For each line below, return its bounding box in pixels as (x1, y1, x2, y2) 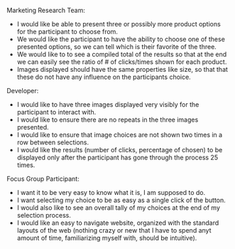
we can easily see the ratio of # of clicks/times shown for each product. (16, 58, 227, 66)
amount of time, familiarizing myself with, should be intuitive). (16, 234, 197, 242)
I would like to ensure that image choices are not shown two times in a (16, 131, 223, 139)
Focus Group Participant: (6, 174, 80, 183)
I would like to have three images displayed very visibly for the (16, 100, 200, 109)
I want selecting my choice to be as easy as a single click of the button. (16, 196, 226, 204)
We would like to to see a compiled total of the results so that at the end (16, 50, 227, 58)
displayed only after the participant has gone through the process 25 (16, 153, 218, 161)
